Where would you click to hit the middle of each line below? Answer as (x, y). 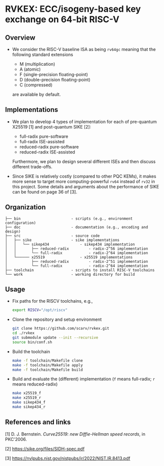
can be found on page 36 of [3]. (45, 192)
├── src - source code (52, 236)
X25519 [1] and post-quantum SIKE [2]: (52, 127)
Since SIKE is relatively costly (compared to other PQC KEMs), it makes (84, 176)
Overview (20, 38)
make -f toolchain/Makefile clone (47, 361)
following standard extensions (43, 54)
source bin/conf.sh (32, 342)
